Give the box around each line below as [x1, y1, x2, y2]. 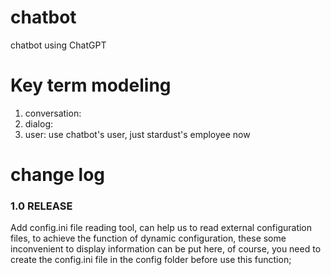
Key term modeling [10, 74, 172, 97]
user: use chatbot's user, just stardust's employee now [24, 128, 251, 140]
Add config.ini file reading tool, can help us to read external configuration [10, 222, 313, 234]
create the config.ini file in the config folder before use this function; [10, 254, 292, 266]
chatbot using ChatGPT [10, 39, 107, 51]
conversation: [24, 107, 82, 119]
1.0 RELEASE [10, 199, 73, 213]
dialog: [24, 117, 54, 130]
